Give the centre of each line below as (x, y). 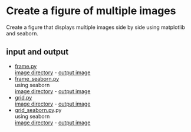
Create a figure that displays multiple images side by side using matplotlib (96, 27)
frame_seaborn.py (37, 78)
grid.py (23, 97)
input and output (37, 52)
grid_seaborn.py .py (38, 110)
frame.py (26, 66)
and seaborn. (22, 33)
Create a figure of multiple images (91, 11)
